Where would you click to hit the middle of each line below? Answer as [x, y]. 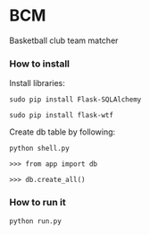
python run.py [36, 221]
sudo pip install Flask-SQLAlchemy [75, 100]
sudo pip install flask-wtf [62, 116]
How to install [39, 64]
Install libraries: [37, 83]
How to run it [37, 203]
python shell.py [39, 149]
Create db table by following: [62, 132]
